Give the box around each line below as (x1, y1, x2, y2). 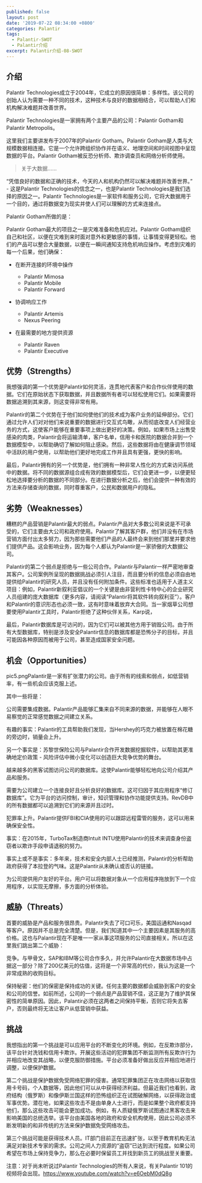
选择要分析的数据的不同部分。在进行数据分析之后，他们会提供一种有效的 (16, 476, 196, 484)
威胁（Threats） (6, 902, 68, 912)
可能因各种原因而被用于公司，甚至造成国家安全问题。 (6, 636, 138, 643)
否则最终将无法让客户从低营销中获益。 (16, 1004, 112, 1012)
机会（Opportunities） (6, 655, 91, 665)
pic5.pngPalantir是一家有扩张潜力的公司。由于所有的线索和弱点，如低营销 (6, 673, 189, 679)
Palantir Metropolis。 (6, 124, 58, 131)
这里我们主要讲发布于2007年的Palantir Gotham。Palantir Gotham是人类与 (6, 136, 188, 144)
